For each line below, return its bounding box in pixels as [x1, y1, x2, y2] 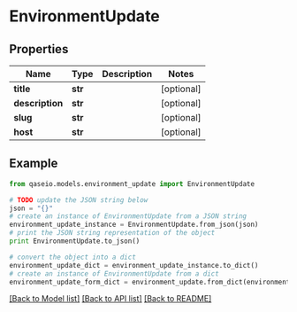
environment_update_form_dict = [9, 277, 128, 286]
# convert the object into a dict [9, 253, 137, 261]
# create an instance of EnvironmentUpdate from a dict [9, 269, 219, 278]
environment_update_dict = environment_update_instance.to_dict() [9, 261, 259, 269]
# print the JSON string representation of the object [9, 229, 216, 238]
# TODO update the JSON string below [9, 195, 148, 205]
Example [9, 156, 58, 171]
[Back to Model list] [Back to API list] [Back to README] [9, 293, 212, 304]
